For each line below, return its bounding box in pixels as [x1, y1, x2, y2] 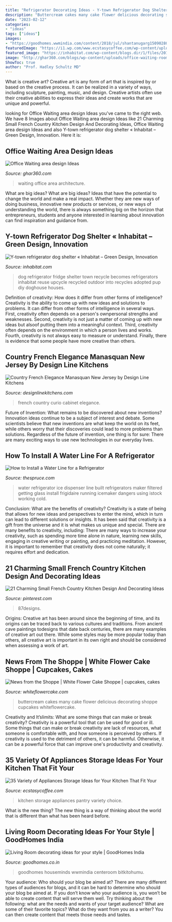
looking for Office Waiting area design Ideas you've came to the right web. [5, 111, 162, 117]
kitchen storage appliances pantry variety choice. [17, 797, 123, 803]
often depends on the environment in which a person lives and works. [5, 327, 153, 333]
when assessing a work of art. [5, 643, 69, 649]
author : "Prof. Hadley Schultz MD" [5, 64, 81, 70]
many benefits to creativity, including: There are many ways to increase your [5, 528, 167, 534]
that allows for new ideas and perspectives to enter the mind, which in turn [5, 511, 163, 517]
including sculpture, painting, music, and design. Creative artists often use [5, 90, 162, 96]
